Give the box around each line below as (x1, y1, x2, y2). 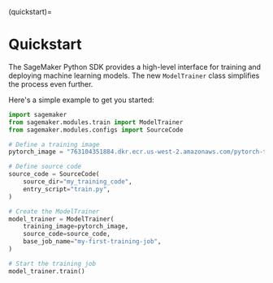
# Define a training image (8, 140, 100, 148)
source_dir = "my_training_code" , (23, 178, 132, 186)
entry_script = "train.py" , (23, 185, 111, 193)
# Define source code (8, 162, 82, 171)
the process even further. (8, 79, 93, 88)
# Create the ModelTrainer (8, 207, 100, 216)
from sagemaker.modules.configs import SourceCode (8, 126, 184, 134)
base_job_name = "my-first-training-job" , (23, 238, 162, 246)
